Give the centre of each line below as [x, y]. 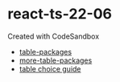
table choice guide [50, 68]
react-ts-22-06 [60, 14]
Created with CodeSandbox [54, 36]
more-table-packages [56, 60]
